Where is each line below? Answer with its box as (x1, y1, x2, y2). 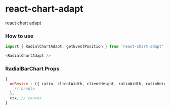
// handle (14, 86, 35, 91)
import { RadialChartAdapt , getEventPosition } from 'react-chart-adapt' (5, 44, 164, 49)
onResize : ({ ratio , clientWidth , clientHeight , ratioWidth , (10, 82, 144, 87)
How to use (5, 32, 34, 40)
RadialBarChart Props (5, 65, 60, 72)
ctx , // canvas (10, 95, 42, 100)
